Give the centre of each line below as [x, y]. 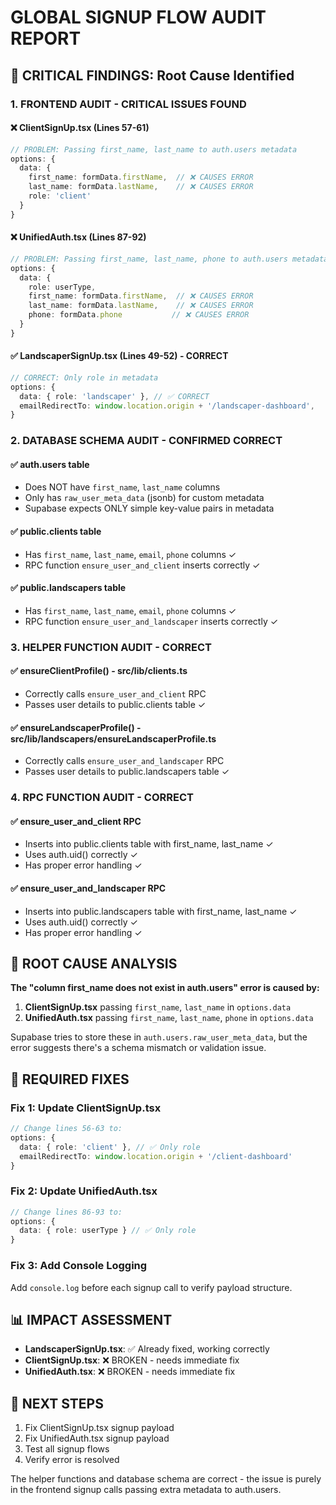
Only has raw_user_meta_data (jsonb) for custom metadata [144, 498]
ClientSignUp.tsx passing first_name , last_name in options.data [158, 1007]
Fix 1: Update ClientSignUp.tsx [86, 1108]
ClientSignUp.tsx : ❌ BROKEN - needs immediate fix [132, 1360]
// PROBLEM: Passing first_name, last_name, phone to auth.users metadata [169, 259]
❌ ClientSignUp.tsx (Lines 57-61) [80, 128]
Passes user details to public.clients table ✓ [115, 705]
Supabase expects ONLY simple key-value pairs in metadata [149, 508]
